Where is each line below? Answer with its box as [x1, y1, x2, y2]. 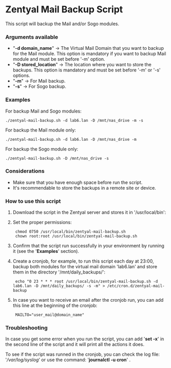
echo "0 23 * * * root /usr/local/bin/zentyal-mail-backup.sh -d [15, 279, 158, 284]
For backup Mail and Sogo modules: [5, 108, 82, 114]
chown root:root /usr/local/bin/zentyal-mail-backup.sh [15, 234, 138, 239]
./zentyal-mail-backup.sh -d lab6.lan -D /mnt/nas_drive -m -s [5, 118, 144, 123]
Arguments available [5, 33, 58, 41]
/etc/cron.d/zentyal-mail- [107, 284, 165, 289]
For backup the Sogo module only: [5, 145, 79, 152]
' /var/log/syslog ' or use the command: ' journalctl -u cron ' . [5, 357, 131, 363]
